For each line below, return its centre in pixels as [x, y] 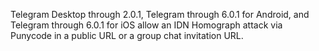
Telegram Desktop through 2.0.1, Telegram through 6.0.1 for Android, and [160, 14]
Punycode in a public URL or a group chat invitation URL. [127, 35]
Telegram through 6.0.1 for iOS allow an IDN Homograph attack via [146, 25]
